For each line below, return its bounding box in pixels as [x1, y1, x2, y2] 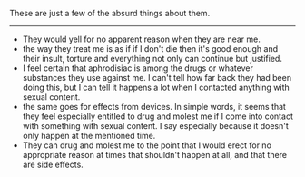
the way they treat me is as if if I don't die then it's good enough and [22, 44, 279, 54]
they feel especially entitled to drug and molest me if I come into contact [22, 111, 293, 122]
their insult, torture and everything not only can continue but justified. [22, 54, 283, 64]
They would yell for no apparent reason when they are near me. [22, 34, 261, 44]
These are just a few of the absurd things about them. [9, 8, 211, 18]
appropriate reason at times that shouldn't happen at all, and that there [22, 150, 288, 160]
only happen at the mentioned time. [22, 131, 156, 141]
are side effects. [22, 159, 84, 170]
